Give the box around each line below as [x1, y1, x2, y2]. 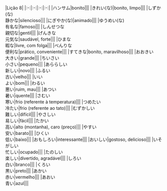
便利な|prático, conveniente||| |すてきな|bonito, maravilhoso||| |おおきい [5, 49, 154, 55]
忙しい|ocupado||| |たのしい [5, 149, 63, 155]
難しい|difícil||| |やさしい [5, 111, 56, 117]
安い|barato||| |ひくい [5, 130, 49, 136]
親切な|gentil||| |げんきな [5, 30, 56, 36]
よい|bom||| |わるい [5, 80, 45, 86]
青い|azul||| [5, 180, 29, 186]
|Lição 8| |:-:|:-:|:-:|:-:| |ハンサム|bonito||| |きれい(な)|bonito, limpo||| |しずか [5, 5, 161, 11]
